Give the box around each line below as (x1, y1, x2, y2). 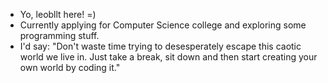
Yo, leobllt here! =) (19, 9, 97, 20)
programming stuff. (19, 30, 100, 41)
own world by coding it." (19, 62, 121, 73)
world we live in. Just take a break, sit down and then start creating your (19, 51, 318, 63)
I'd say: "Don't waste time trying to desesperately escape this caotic (19, 40, 302, 52)
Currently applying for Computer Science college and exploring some (19, 19, 307, 31)
